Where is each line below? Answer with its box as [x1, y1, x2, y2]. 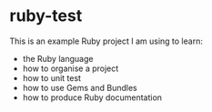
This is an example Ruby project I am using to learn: [9, 36, 203, 46]
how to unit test [22, 72, 82, 83]
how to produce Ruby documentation [22, 92, 162, 103]
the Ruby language [22, 53, 94, 64]
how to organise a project [22, 63, 119, 74]
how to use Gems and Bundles [22, 82, 138, 93]
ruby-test [9, 5, 83, 26]
